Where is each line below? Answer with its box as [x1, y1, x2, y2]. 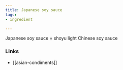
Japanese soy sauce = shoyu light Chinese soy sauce [5, 35, 118, 41]
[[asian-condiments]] [12, 59, 57, 65]
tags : [5, 12, 17, 17]
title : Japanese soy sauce [5, 7, 63, 13]
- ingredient [5, 17, 33, 22]
